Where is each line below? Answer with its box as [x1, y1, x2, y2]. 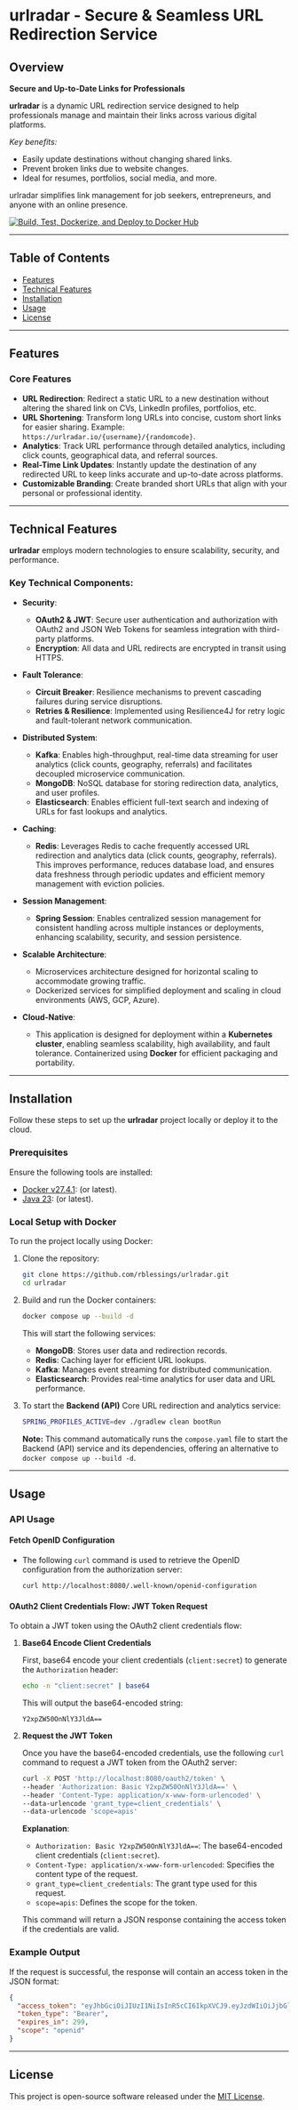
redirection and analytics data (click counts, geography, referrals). [35, 850, 278, 861]
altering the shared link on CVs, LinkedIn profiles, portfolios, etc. [21, 402, 257, 413]
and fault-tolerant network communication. [35, 715, 192, 726]
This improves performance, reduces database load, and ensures [35, 859, 275, 870]
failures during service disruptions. [35, 695, 163, 707]
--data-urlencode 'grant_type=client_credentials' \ [21, 1799, 222, 1808]
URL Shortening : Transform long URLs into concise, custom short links [21, 412, 282, 422]
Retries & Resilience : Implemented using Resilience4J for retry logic [35, 705, 286, 716]
